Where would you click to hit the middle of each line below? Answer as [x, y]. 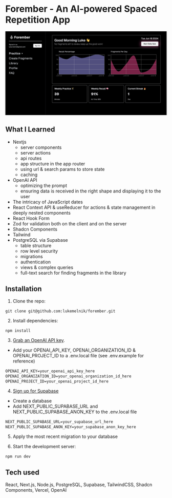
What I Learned [30, 130]
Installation [24, 289]
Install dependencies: [35, 321]
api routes [31, 158]
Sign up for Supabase [36, 391]
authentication [36, 262]
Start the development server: [44, 447]
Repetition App [38, 20]
